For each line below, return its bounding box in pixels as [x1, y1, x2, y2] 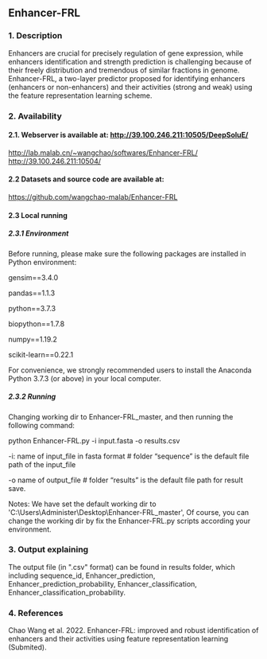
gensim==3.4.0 [8, 272, 59, 282]
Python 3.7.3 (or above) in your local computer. [8, 373, 161, 383]
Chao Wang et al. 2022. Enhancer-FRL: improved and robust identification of [8, 626, 259, 635]
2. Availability [8, 111, 62, 122]
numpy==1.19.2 [8, 334, 58, 344]
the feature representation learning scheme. [8, 91, 153, 100]
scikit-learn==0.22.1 [8, 349, 74, 359]
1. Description [8, 30, 63, 41]
